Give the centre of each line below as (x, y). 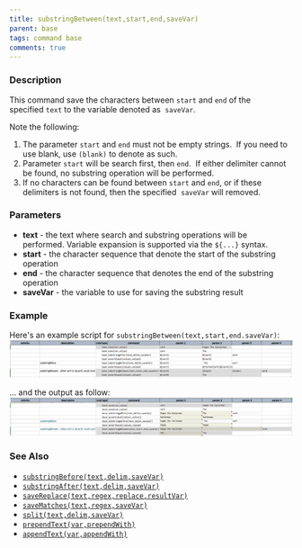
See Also (29, 456)
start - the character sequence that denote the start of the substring (149, 254)
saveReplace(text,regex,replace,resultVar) (105, 496)
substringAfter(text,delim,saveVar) (91, 486)
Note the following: (44, 127)
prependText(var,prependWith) (79, 525)
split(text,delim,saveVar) (73, 515)
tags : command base (46, 38)
